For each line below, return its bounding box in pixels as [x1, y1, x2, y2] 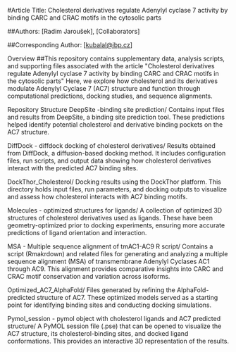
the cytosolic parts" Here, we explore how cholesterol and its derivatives [7, 77, 218, 85]
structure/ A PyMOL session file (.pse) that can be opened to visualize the [7, 322, 222, 330]
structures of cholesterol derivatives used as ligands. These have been [7, 214, 213, 222]
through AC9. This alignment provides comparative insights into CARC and [7, 265, 223, 273]
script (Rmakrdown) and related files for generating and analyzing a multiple [7, 250, 228, 258]
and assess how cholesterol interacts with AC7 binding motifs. [7, 193, 188, 201]
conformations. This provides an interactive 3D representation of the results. [7, 337, 230, 345]
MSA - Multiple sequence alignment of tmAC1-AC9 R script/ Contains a [7, 242, 213, 251]
